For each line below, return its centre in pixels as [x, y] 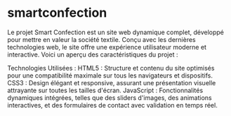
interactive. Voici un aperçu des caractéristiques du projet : [93, 55]
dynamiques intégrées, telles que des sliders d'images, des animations [110, 97]
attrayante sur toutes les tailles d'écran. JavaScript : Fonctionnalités [105, 90]
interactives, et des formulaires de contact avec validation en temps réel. [112, 105]
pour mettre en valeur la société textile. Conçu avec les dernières [101, 39]
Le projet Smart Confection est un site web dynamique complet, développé [116, 32]
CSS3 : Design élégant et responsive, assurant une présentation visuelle [112, 82]
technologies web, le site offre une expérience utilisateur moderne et [107, 47]
